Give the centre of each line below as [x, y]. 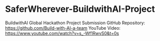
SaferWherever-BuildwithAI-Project [80, 9]
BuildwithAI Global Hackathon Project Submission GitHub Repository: [75, 23]
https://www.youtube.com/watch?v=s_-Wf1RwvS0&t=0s [62, 33]
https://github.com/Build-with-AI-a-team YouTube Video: [63, 28]
